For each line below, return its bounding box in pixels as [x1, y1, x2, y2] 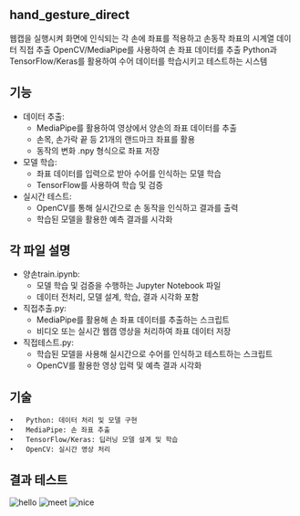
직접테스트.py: [22, 337, 75, 348]
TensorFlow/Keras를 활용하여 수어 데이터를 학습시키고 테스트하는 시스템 [9, 55, 268, 67]
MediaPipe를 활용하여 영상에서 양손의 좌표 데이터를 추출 [36, 122, 237, 133]
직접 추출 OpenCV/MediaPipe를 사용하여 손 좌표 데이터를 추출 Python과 [18, 44, 278, 55]
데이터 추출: [22, 111, 66, 121]
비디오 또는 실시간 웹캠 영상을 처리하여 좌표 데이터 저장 [36, 326, 232, 337]
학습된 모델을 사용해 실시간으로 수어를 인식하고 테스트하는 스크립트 [36, 349, 274, 360]
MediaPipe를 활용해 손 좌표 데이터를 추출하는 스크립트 [36, 314, 230, 325]
